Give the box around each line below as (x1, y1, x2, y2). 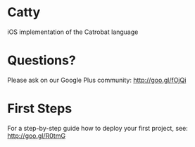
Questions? (7, 52, 76, 69)
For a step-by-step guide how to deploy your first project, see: (7, 124, 188, 132)
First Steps (7, 100, 73, 117)
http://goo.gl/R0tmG (7, 131, 65, 140)
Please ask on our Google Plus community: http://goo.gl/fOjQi (7, 76, 187, 84)
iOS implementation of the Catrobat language (7, 28, 139, 36)
